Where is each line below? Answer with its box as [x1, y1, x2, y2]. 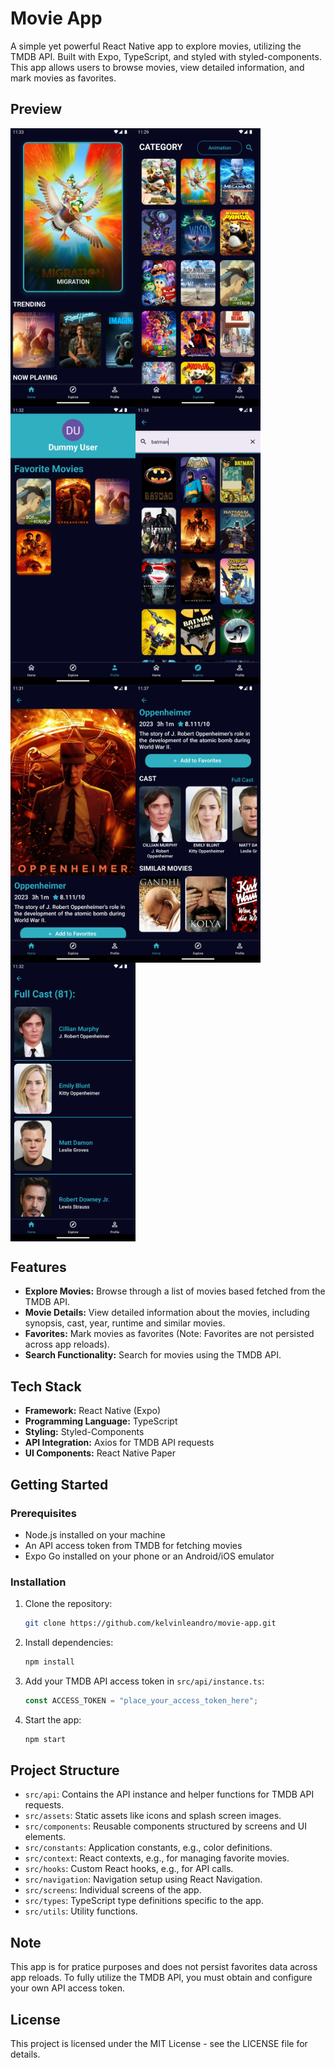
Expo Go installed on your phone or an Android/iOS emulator [24, 1550, 275, 1562]
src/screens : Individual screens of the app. [24, 1884, 202, 1896]
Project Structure [10, 1762, 120, 1779]
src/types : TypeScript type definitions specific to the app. [24, 1895, 264, 1907]
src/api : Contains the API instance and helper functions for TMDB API [24, 1788, 315, 1801]
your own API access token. [10, 1982, 125, 1994]
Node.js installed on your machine [24, 1528, 166, 1541]
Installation [10, 1575, 67, 1589]
